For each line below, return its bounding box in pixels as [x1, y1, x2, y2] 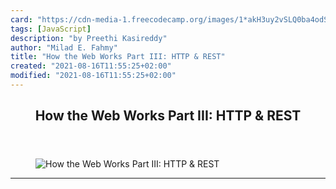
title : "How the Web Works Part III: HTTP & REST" [10, 52, 226, 62]
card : [10, 14, 33, 25]
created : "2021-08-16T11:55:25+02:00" [10, 61, 172, 71]
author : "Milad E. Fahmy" [10, 42, 118, 53]
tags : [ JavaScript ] [10, 24, 92, 34]
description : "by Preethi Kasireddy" [10, 33, 168, 43]
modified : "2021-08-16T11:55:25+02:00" [10, 71, 177, 81]
